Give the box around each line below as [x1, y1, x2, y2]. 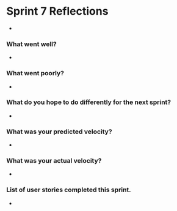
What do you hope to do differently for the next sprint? [6, 98, 172, 106]
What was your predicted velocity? [6, 127, 112, 136]
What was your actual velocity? [6, 157, 102, 165]
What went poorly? [6, 69, 64, 78]
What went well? [6, 40, 57, 48]
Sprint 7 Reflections [6, 4, 109, 18]
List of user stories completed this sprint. [6, 185, 131, 194]
